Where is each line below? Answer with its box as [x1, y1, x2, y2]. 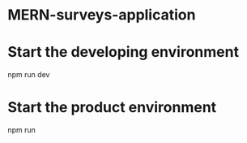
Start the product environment [7, 98, 217, 117]
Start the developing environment [7, 43, 240, 62]
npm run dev [7, 70, 50, 80]
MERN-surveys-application [7, 6, 196, 24]
